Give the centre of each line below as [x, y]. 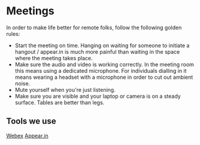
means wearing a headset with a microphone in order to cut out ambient [104, 77]
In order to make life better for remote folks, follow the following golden [94, 27]
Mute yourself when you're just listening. [65, 90]
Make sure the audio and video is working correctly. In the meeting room [104, 64]
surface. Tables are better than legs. [60, 102]
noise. [22, 83]
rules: [13, 33]
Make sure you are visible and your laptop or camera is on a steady [98, 96]
